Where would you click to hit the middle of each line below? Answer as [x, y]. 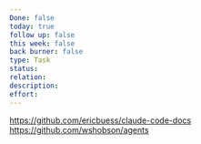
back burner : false [46, 52]
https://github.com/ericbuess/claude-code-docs [100, 120]
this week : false [42, 43]
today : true [32, 26]
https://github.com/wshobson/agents [79, 129]
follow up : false [42, 35]
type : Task [30, 60]
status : [24, 69]
